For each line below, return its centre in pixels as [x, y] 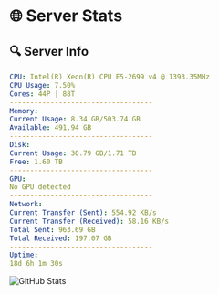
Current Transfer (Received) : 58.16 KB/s [89, 221]
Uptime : [24, 255]
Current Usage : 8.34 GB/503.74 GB [75, 120]
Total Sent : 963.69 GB [52, 229]
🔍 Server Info [49, 51]
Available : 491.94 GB [51, 128]
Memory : [24, 111]
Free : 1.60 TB [36, 162]
